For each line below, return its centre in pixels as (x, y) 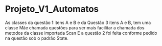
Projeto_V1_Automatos (52, 9)
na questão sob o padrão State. (37, 38)
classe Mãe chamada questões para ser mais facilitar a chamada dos (75, 27)
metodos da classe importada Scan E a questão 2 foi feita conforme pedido (81, 33)
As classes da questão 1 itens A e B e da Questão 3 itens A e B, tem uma (78, 23)
